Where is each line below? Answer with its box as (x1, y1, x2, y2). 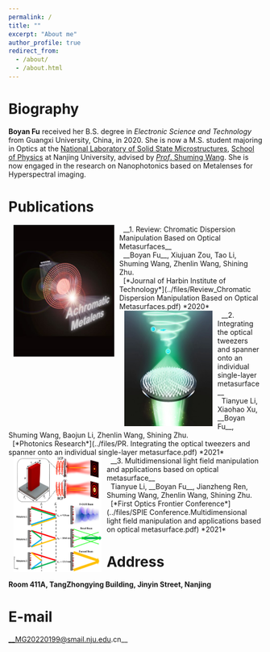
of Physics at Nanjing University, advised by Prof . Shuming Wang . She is (8, 152, 249, 161)
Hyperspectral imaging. (8, 169, 86, 179)
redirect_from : (8, 47, 60, 56)
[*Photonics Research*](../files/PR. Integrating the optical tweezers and (11, 438, 251, 448)
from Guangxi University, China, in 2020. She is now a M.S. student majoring (8, 135, 263, 144)
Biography (8, 100, 79, 119)
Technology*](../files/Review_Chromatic (119, 284, 251, 294)
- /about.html (15, 65, 63, 73)
